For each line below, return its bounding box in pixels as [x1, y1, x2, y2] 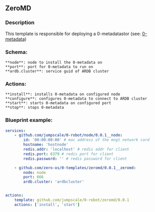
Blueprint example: [5, 117, 53, 124]
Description [5, 19, 35, 26]
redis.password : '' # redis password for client [23, 156, 127, 161]
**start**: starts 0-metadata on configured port [5, 101, 112, 106]
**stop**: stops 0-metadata [5, 105, 64, 110]
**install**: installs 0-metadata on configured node [5, 92, 121, 97]
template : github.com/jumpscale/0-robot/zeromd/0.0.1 [14, 197, 129, 203]
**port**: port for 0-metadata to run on [5, 64, 94, 69]
